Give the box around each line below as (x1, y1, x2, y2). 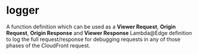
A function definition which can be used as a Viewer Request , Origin (6, 23, 176, 30)
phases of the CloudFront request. (6, 42, 91, 49)
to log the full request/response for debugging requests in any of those (6, 35, 181, 43)
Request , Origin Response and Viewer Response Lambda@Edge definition (6, 29, 193, 36)
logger (6, 4, 40, 17)
